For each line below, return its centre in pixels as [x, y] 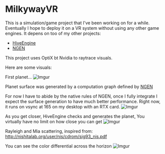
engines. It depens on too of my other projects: [53, 33]
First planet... [19, 77]
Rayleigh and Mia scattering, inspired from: [49, 131]
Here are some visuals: [28, 67]
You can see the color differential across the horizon [59, 146]
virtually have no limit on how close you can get [54, 121]
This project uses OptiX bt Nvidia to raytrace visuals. [59, 57]
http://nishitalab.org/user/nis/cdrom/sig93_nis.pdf [56, 136]
